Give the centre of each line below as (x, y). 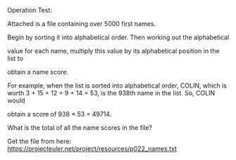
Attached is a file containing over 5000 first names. (82, 24)
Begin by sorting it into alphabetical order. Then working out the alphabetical (118, 37)
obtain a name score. (38, 72)
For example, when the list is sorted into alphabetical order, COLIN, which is (117, 86)
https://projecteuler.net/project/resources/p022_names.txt (92, 149)
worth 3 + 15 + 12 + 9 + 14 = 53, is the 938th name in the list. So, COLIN (111, 93)
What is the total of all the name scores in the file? (80, 128)
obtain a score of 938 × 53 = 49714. (60, 114)
